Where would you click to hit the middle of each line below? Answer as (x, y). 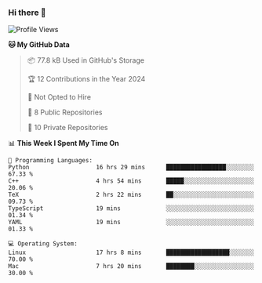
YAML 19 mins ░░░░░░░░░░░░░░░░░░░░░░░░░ (131, 223)
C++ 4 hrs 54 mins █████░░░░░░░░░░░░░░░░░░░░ (131, 181)
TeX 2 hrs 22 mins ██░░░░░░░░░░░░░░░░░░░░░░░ (131, 195)
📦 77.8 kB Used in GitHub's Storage (86, 60)
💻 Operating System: (43, 244)
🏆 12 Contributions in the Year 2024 (86, 79)
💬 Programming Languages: (50, 161)
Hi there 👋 (27, 13)
